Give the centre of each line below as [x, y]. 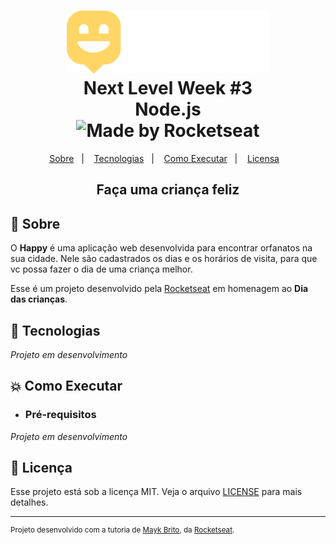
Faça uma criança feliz [168, 190]
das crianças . [39, 299]
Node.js [168, 109]
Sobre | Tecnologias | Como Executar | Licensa [164, 158]
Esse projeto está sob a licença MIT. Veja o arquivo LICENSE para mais [156, 492]
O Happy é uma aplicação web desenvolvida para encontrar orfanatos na [161, 248]
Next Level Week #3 [168, 88]
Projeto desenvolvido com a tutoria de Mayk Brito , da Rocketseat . [122, 530]
